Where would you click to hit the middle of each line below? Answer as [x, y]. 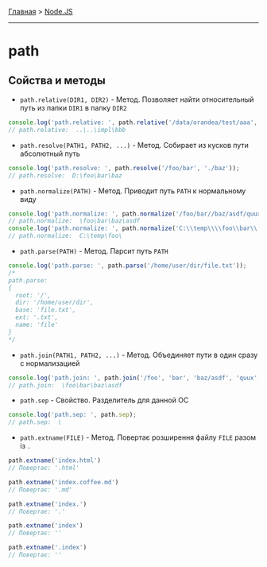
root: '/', [33, 295]
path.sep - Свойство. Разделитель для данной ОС [104, 400]
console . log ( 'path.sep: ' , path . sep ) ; [72, 415]
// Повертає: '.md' [41, 489]
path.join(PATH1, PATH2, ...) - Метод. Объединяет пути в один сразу [139, 355]
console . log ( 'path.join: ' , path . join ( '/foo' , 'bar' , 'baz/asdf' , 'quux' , [135, 378]
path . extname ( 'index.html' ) [55, 460]
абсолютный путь [50, 153]
